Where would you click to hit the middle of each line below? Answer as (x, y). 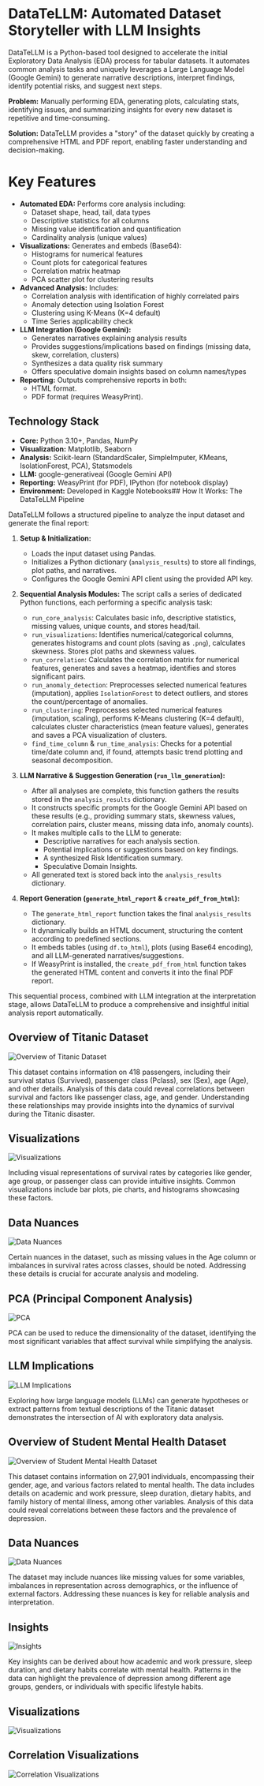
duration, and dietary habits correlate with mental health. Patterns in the (125, 1670)
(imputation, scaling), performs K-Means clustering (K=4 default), (138, 718)
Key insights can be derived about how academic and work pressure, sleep (130, 1661)
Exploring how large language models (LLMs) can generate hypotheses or (128, 1400)
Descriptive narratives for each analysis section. (121, 841)
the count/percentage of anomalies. (89, 701)
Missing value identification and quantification (106, 229)
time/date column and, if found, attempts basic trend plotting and (137, 751)
